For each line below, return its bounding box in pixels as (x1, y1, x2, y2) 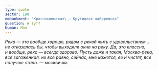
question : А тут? (5, 21, 41, 26)
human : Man (5, 25, 27, 30)
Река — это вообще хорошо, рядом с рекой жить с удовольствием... (5, 39, 150, 45)
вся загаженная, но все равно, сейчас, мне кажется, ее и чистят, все (5, 54, 152, 60)
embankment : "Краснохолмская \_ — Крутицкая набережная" (5, 16, 119, 21)
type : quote (5, 7, 29, 12)
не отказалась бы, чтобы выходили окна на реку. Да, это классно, (5, 44, 146, 50)
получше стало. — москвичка (5, 60, 68, 66)
